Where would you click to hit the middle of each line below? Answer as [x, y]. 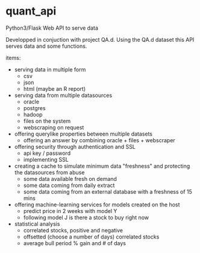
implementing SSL [46, 159]
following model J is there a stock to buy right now [86, 217]
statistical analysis [37, 224]
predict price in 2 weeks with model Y [70, 211]
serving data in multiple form [50, 69]
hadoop [33, 114]
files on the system [47, 121]
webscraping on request [54, 127]
